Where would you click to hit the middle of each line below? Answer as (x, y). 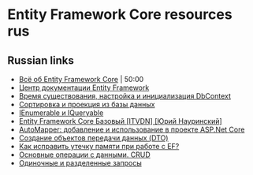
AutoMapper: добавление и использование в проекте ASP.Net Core (132, 129)
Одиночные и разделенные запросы (80, 163)
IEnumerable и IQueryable (61, 113)
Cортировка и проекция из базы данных (87, 104)
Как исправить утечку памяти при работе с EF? (99, 146)
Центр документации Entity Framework (84, 87)
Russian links (41, 60)
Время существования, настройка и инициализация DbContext (125, 96)
